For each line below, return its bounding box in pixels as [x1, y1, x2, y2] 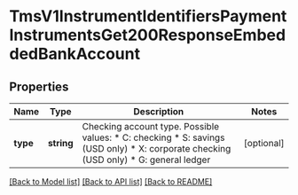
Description [133, 105, 184, 117]
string [47, 137, 74, 149]
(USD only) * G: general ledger [82, 153, 211, 166]
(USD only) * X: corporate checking [82, 143, 231, 154]
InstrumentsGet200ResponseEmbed [9, 25, 286, 45]
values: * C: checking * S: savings [82, 131, 225, 144]
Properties [9, 79, 69, 94]
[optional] [243, 137, 285, 149]
